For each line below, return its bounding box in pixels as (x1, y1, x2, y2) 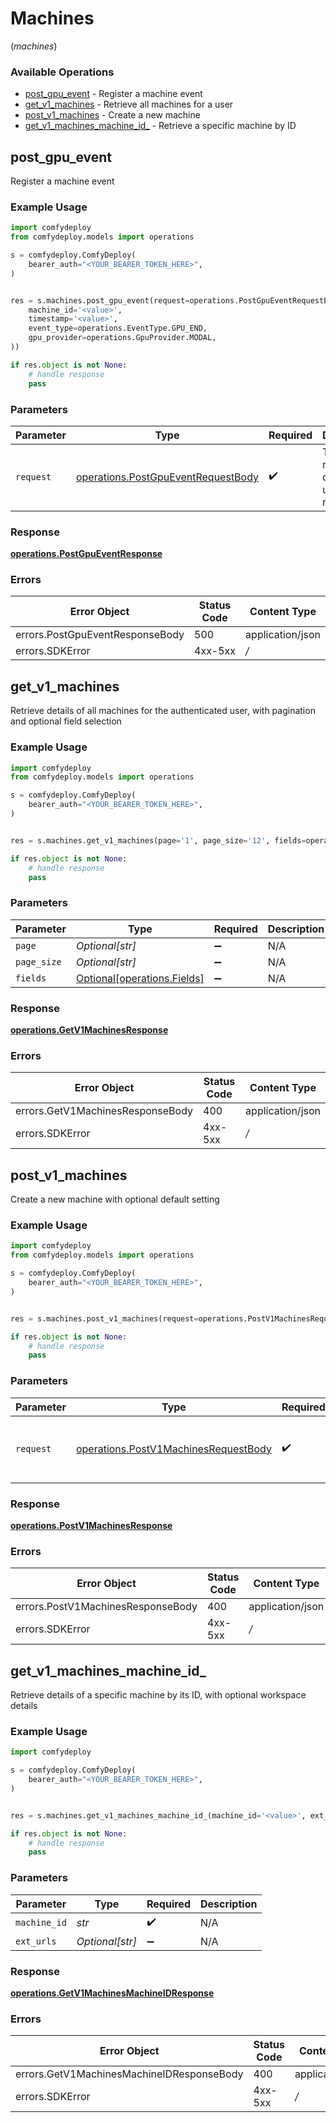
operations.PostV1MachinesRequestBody (75, 1442, 272, 1456)
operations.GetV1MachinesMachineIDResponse (10, 1987, 215, 1999)
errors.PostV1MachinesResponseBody (15, 1600, 198, 1614)
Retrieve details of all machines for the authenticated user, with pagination (10, 705, 316, 717)
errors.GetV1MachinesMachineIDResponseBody (15, 2067, 244, 2081)
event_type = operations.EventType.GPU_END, (28, 323, 208, 334)
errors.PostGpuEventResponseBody (15, 628, 185, 642)
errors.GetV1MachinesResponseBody (15, 1104, 193, 1118)
